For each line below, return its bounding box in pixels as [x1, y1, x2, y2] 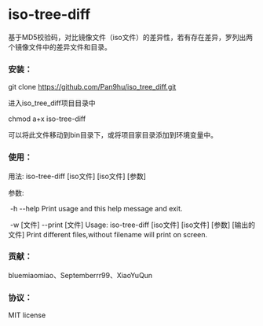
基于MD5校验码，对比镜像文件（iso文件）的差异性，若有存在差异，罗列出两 [8, 32, 254, 42]
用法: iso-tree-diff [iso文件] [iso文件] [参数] [8, 171, 147, 181]
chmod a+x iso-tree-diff [8, 114, 86, 123]
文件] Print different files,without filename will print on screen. [8, 229, 208, 239]
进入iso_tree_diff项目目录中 [8, 98, 96, 108]
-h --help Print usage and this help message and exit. [9, 203, 183, 213]
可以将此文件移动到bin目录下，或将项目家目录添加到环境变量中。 [8, 130, 218, 140]
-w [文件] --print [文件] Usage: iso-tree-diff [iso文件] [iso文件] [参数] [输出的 [9, 220, 256, 229]
